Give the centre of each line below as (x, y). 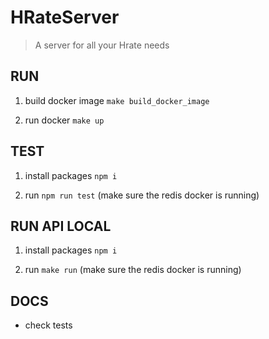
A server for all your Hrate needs (102, 45)
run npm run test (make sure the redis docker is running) (142, 195)
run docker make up (64, 120)
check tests (48, 325)
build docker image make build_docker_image (117, 100)
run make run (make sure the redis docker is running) (133, 270)
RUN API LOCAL (61, 226)
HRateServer (65, 17)
